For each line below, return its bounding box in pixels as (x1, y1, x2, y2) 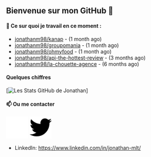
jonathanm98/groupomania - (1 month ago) (14, 42, 119, 49)
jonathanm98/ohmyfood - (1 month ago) (14, 48, 112, 55)
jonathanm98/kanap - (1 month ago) (14, 35, 102, 42)
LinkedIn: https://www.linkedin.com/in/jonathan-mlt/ (14, 145, 141, 151)
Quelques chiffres (6, 74, 51, 81)
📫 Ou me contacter (6, 101, 55, 108)
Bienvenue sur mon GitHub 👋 (6, 6, 113, 16)
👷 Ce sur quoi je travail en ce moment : (6, 22, 102, 29)
